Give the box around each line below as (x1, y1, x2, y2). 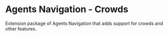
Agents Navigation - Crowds (5, 4, 129, 15)
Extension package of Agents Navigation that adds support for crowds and (5, 20, 163, 26)
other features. (5, 25, 37, 31)
